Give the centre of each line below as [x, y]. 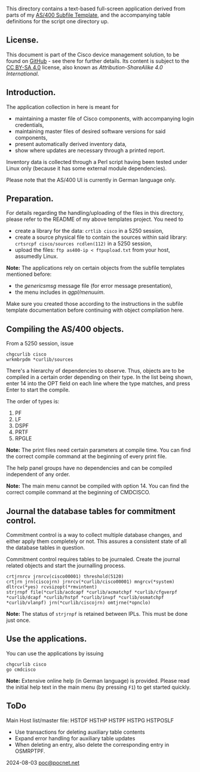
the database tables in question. [46, 548]
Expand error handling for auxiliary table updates [75, 738]
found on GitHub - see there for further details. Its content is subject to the [98, 61]
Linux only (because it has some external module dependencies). [87, 168]
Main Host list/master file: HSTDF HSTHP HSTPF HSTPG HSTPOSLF [90, 720]
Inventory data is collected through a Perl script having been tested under [97, 162]
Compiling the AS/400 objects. [65, 329]
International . [23, 74]
